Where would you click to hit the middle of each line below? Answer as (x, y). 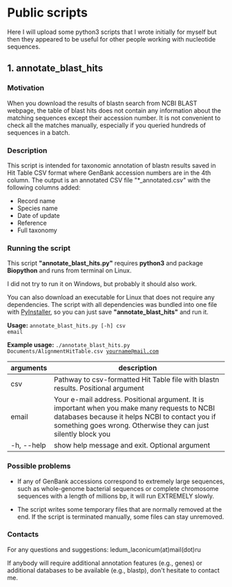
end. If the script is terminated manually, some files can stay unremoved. (120, 516)
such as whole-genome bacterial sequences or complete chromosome (118, 488)
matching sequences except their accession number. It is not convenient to (114, 118)
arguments (29, 368)
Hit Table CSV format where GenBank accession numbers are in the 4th (109, 173)
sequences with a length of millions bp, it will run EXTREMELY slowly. (116, 496)
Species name (37, 208)
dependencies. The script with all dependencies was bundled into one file (112, 305)
